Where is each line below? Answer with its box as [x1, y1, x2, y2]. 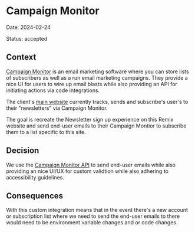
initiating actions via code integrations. [6, 87, 100, 94]
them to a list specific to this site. [6, 128, 87, 135]
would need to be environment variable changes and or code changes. [6, 219, 178, 226]
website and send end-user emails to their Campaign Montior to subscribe [6, 122, 187, 129]
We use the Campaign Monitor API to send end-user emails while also [6, 161, 176, 168]
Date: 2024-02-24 [6, 24, 51, 31]
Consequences [6, 191, 64, 201]
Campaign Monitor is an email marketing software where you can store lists [6, 68, 190, 75]
